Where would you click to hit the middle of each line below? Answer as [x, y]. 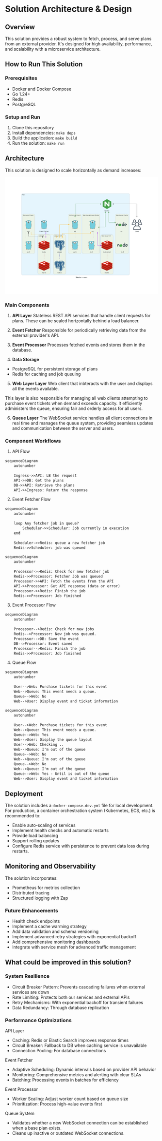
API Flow [21, 451]
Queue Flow [24, 663]
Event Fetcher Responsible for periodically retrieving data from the [79, 330]
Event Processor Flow [34, 605]
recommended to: [23, 815]
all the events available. [35, 388]
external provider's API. [36, 335]
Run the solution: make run [38, 143]
